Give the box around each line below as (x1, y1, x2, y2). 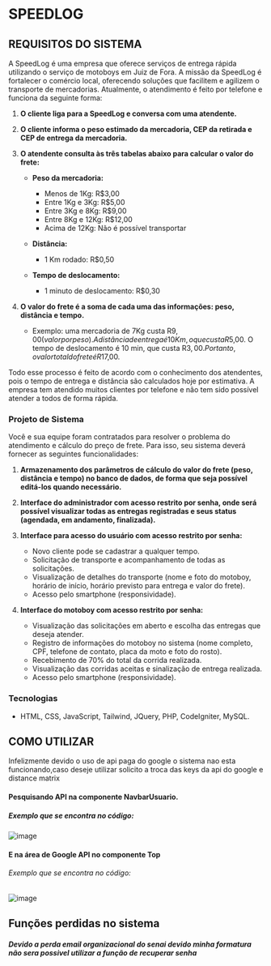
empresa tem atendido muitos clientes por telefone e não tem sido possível (8, 385, 259, 394)
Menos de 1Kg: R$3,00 (44, 189, 120, 199)
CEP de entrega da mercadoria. (19, 133, 128, 143)
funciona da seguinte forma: (8, 93, 103, 102)
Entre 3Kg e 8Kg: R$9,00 (44, 206, 127, 216)
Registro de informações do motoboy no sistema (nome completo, (32, 638, 253, 648)
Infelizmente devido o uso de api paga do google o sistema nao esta (8, 756, 236, 766)
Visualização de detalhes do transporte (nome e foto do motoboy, (32, 572, 252, 582)
